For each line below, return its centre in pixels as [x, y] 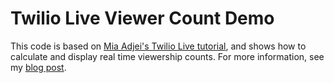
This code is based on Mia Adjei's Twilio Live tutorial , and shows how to [158, 46]
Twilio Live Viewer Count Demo [142, 18]
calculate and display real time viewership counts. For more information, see [167, 56]
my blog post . [38, 67]
